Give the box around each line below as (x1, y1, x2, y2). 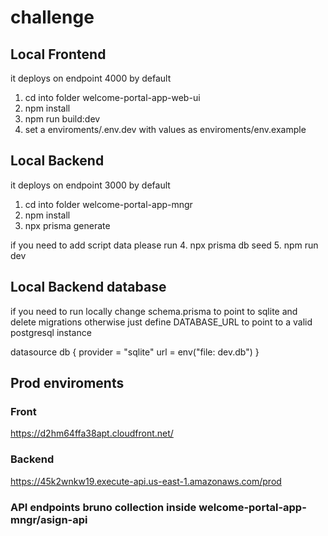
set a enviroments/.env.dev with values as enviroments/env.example (24, 124, 307, 135)
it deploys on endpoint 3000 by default (10, 179, 171, 191)
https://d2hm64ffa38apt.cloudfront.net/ (10, 427, 174, 440)
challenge (10, 6, 95, 29)
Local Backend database (10, 279, 167, 296)
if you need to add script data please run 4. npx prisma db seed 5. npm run (10, 239, 319, 251)
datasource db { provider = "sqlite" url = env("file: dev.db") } (10, 346, 260, 358)
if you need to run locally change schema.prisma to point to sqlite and (10, 305, 298, 317)
